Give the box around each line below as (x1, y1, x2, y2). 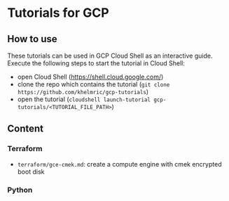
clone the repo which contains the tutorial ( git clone (17, 80, 170, 89)
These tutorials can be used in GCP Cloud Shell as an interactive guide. (7, 51, 213, 60)
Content (7, 123, 44, 135)
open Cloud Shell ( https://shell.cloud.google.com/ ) (17, 72, 164, 81)
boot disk (17, 167, 45, 176)
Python (7, 185, 33, 195)
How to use (7, 33, 57, 45)
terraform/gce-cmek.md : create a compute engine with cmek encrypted (17, 160, 222, 168)
